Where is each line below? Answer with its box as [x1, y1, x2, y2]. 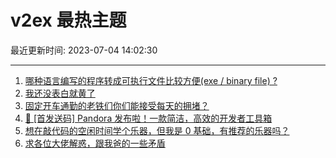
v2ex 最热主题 [10, 9, 127, 32]
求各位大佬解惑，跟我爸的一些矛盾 [24, 137, 166, 149]
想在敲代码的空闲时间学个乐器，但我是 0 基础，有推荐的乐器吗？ [24, 124, 290, 136]
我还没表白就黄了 [24, 87, 96, 99]
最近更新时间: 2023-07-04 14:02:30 [10, 44, 158, 56]
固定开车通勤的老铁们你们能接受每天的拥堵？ [24, 99, 210, 111]
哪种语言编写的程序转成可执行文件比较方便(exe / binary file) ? [24, 74, 278, 86]
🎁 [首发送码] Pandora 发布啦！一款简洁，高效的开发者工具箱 [24, 112, 273, 124]
